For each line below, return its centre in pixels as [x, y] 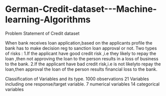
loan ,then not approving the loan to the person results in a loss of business [82, 58]
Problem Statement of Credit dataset [42, 33]
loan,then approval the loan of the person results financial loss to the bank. [81, 69]
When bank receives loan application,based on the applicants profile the [79, 43]
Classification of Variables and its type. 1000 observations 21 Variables [77, 79]
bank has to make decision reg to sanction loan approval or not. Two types [81, 48]
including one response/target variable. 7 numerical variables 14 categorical [82, 84]
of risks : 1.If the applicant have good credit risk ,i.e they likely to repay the [81, 53]
